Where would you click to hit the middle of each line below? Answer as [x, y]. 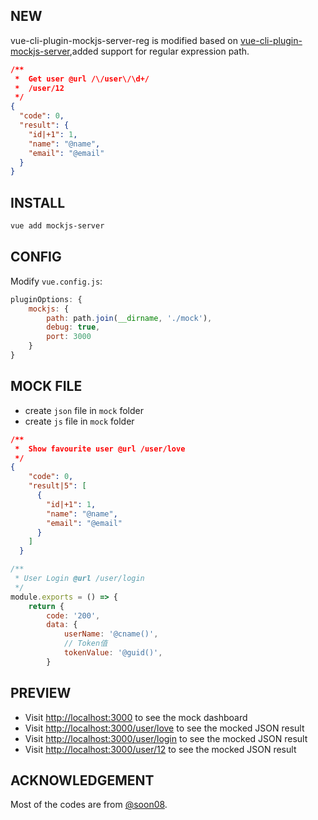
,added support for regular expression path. [159, 51]
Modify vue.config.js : [56, 281]
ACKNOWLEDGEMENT [82, 780]
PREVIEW [41, 693]
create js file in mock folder [79, 421]
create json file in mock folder [84, 410]
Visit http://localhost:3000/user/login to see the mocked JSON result [166, 738]
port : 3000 [69, 337]
